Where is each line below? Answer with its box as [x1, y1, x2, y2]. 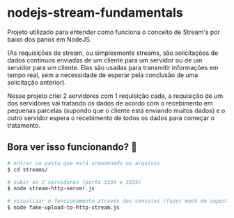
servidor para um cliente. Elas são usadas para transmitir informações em [7, 63, 219, 72]
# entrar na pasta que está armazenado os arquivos [7, 160, 160, 167]
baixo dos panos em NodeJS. [7, 35, 92, 43]
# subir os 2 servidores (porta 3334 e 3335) [7, 178, 141, 185]
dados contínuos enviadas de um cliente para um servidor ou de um [7, 56, 203, 64]
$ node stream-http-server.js [7, 185, 95, 192]
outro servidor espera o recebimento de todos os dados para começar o [7, 113, 214, 122]
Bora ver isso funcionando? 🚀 [7, 141, 137, 153]
